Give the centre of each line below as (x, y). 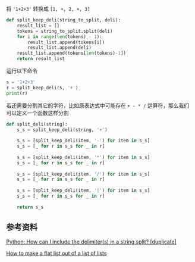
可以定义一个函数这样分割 (37, 113)
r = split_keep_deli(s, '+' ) (42, 88)
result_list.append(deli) (60, 48)
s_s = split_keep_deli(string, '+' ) (62, 130)
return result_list (41, 59)
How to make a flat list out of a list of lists (56, 253)
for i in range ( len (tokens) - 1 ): (59, 37)
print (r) (17, 93)
